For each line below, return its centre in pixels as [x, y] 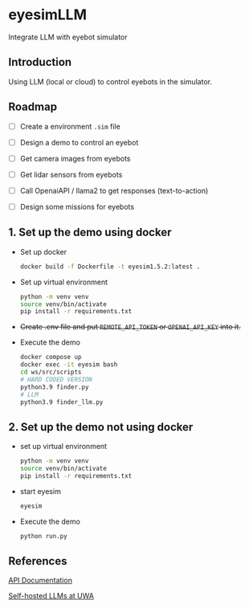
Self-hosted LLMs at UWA [51, 596]
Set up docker [43, 251]
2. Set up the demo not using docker [101, 427]
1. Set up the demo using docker [90, 233]
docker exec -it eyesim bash [69, 365]
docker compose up [51, 357]
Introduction [40, 62]
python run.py [43, 536]
